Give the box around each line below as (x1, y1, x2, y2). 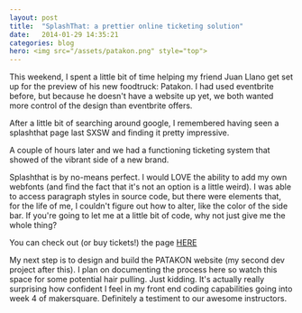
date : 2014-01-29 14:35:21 (9, 30, 119, 39)
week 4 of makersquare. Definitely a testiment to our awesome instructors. (9, 293, 287, 304)
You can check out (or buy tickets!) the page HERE (9, 237, 197, 248)
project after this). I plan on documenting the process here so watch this (9, 264, 278, 275)
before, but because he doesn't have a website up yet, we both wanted (9, 91, 274, 102)
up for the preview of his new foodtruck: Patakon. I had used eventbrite (9, 81, 274, 92)
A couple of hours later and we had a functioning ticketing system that (9, 145, 270, 156)
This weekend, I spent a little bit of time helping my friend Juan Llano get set (9, 71, 293, 82)
